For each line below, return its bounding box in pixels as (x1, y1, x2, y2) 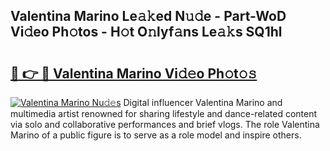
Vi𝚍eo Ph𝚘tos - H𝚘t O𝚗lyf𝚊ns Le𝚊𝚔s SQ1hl (10, 24, 283, 41)
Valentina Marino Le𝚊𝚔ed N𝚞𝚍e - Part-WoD (10, 8, 287, 25)
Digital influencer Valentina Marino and (123, 97, 283, 108)
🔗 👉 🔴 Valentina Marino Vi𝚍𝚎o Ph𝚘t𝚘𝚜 (10, 65, 258, 82)
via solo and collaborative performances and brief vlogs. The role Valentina (10, 119, 320, 130)
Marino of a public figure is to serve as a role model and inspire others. (10, 129, 302, 141)
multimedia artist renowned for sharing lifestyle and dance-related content (10, 108, 318, 119)
